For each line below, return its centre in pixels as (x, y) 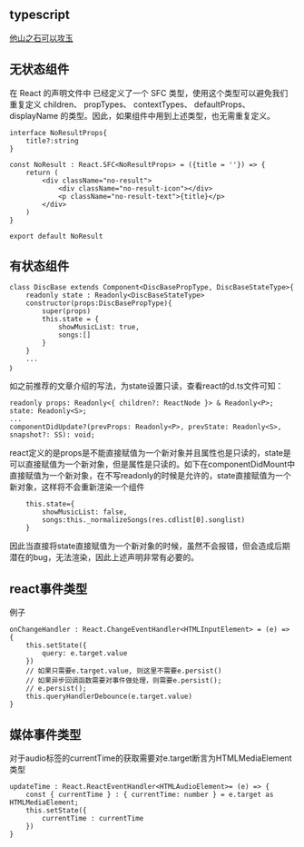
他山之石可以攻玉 (41, 38)
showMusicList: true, (99, 327)
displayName (34, 115)
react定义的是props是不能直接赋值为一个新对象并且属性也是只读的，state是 (151, 453)
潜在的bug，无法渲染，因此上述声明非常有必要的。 (104, 557)
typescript (39, 15)
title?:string (52, 141)
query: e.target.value (85, 654)
